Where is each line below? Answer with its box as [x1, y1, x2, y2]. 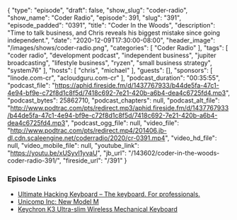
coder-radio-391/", [7, 156, 62, 165]
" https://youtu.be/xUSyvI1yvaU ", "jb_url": [7, 149, 127, 157]
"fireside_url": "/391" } [62, 156, 127, 165]
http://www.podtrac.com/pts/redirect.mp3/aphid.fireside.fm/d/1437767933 [10, 104, 229, 112]
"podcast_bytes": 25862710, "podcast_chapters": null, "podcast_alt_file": [7, 96, 221, 105]
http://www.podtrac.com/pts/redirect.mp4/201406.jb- [10, 127, 168, 134]
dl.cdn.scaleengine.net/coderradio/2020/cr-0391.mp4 [7, 134, 166, 142]
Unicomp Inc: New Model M [17, 197, 99, 206]
